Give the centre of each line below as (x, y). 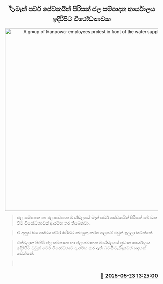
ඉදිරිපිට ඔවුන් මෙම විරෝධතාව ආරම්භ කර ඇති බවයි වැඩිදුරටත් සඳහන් (81, 248)
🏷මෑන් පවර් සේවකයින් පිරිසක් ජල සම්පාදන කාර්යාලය (81, 9)
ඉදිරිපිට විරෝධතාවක (81, 19)
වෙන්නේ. (25, 253)
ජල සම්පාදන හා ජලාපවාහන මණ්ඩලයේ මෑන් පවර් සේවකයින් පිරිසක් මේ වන (87, 217)
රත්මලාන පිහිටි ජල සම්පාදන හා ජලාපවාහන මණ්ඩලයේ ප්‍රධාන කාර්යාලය (84, 242)
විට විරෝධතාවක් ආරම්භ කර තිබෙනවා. (53, 223)
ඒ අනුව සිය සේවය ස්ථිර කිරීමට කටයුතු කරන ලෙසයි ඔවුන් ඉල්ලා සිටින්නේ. (85, 232)
